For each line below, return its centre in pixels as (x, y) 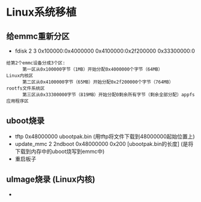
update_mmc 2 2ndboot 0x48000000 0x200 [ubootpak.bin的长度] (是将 (104, 143)
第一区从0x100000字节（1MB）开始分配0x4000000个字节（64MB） (92, 69)
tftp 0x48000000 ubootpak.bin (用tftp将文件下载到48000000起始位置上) (105, 136)
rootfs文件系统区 (25, 88)
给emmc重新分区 (38, 36)
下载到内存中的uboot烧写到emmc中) (60, 151)
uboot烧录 (25, 121)
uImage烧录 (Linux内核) (51, 180)
